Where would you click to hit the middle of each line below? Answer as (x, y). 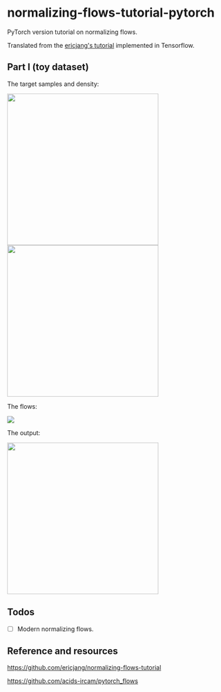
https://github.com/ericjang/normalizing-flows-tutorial (84, 668)
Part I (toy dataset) (48, 67)
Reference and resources (63, 651)
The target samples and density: (53, 84)
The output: (24, 433)
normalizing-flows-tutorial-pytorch (111, 13)
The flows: (22, 406)
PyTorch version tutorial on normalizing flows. (73, 32)
